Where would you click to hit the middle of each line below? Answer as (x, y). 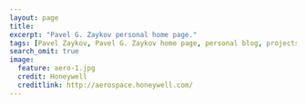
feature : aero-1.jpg (56, 69)
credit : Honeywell (53, 77)
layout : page (34, 18)
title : (22, 26)
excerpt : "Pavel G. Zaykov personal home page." (103, 34)
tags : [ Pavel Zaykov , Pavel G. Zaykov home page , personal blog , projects (154, 43)
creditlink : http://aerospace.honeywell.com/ (106, 85)
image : (22, 60)
